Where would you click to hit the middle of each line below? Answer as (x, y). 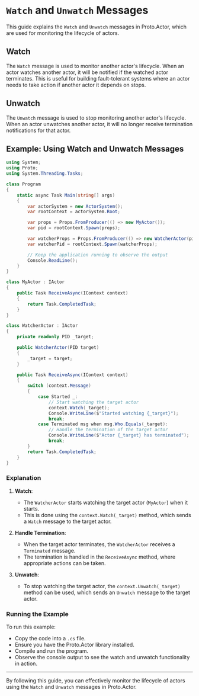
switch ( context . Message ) (60, 386)
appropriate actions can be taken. (65, 563)
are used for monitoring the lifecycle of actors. (63, 33)
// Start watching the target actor (94, 402)
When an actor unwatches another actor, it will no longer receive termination (99, 124)
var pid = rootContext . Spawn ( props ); (74, 228)
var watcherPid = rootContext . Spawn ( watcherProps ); (93, 244)
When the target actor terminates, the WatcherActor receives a (99, 544)
